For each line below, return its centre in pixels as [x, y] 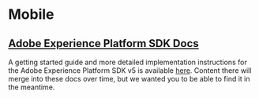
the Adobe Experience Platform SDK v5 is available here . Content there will [130, 71]
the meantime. [32, 87]
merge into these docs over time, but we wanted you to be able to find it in [129, 79]
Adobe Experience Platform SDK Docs [103, 44]
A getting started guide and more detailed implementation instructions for [128, 62]
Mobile [31, 15]
